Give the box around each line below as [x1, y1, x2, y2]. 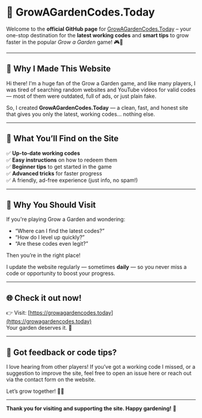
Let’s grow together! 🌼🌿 [6, 387, 64, 395]
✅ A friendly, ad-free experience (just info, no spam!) [6, 177, 138, 184]
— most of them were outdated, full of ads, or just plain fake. [6, 92, 156, 100]
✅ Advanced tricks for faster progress [6, 169, 102, 177]
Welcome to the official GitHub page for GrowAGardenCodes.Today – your [6, 25, 191, 32]
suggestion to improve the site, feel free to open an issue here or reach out [6, 369, 192, 377]
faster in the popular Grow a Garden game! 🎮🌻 [6, 38, 123, 46]
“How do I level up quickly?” [14, 234, 85, 241]
